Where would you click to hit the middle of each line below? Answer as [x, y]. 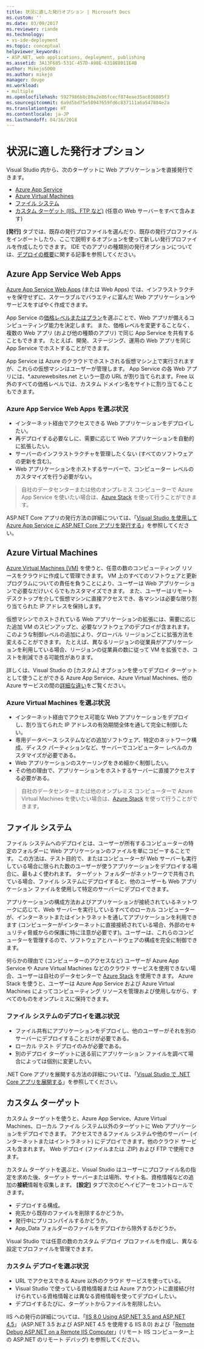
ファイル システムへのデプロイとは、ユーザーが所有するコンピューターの [97, 843]
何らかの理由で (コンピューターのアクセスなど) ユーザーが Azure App [93, 961]
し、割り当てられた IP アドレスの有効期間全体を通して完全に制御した [101, 725]
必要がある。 [36, 778]
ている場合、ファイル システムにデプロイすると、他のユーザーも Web [93, 881]
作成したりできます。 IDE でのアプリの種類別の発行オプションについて [105, 247]
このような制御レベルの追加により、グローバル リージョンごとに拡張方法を [100, 634]
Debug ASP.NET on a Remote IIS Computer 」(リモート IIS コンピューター [98, 1332]
